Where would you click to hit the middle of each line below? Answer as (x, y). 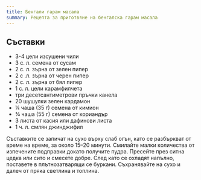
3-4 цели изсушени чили (47, 56)
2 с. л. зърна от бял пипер (49, 82)
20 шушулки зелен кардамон (53, 101)
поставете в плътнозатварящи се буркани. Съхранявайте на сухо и (94, 164)
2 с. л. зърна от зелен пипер (52, 69)
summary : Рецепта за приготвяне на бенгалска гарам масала (82, 18)
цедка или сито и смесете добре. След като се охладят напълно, (90, 158)
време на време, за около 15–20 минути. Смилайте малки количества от (101, 145)
